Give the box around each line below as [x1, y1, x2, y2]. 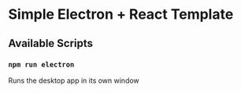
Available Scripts [8, 37, 93, 50]
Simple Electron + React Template [8, 5, 234, 23]
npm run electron [8, 60, 75, 69]
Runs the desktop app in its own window [8, 76, 139, 85]
